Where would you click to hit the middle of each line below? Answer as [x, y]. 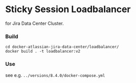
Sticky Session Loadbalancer [68, 9]
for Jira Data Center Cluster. [35, 23]
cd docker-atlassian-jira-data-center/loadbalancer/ [62, 47]
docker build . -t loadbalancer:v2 [43, 52]
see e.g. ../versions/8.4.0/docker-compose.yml [55, 75]
